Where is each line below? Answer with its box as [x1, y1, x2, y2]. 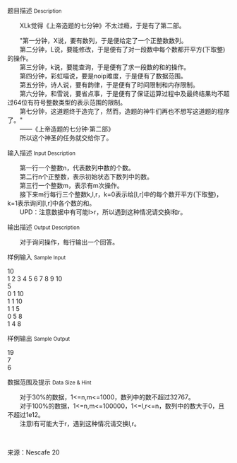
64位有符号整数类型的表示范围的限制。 [13, 98, 127, 107]
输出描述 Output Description [7, 223, 80, 231]
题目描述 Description [7, 6, 62, 15]
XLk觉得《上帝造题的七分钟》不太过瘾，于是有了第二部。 [19, 21, 186, 30]
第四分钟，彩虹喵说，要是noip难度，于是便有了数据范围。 [19, 72, 187, 80]
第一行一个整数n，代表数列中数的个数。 [19, 164, 135, 172]
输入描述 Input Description [7, 148, 76, 157]
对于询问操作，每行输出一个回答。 [20, 238, 119, 246]
